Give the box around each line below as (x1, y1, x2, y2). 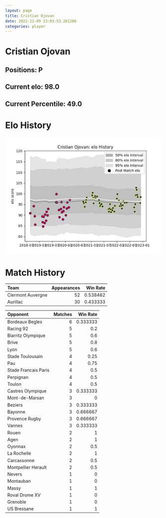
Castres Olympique (7, 388, 47, 394)
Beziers (7, 402, 23, 408)
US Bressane (7, 506, 34, 512)
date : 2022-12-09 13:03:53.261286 (5, 18, 77, 23)
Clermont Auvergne (7, 292, 48, 298)
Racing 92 (7, 326, 28, 332)
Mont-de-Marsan (7, 395, 45, 401)
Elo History (5, 120, 52, 131)
